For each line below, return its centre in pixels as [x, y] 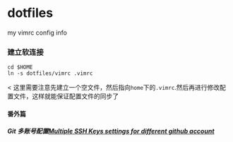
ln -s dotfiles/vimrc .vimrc [50, 73]
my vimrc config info [37, 32]
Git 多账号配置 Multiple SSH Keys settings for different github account [111, 131]
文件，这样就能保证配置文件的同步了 [66, 96]
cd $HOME [20, 67]
